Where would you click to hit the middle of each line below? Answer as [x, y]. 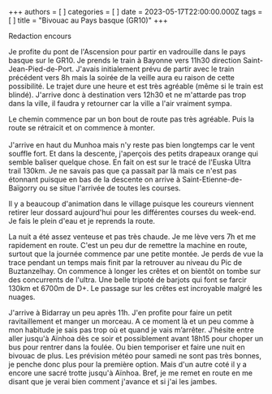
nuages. [22, 297]
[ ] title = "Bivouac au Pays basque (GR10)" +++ [88, 20]
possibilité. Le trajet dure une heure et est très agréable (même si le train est [136, 86]
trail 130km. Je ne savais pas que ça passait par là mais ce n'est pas [123, 171]
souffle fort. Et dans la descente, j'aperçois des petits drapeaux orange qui [133, 154]
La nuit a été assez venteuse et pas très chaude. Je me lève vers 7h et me [132, 237]
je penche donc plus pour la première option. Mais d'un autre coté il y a [128, 364]
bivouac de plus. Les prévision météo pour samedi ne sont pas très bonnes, [135, 355]
